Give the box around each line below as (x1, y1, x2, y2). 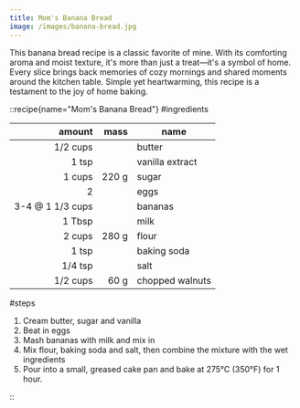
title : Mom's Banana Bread (9, 13, 112, 23)
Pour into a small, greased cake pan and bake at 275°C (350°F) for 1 (22, 363, 280, 374)
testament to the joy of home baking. (9, 86, 148, 97)
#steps (9, 298, 36, 309)
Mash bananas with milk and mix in (22, 334, 155, 345)
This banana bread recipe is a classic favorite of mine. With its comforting (9, 47, 288, 58)
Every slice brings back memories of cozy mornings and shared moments (9, 66, 288, 78)
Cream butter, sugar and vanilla (22, 315, 142, 326)
